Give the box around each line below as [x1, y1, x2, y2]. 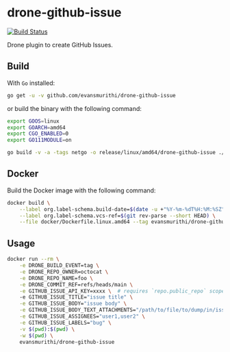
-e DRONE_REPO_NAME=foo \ [19, 275, 94, 281]
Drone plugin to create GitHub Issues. [7, 40, 113, 49]
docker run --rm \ [7, 255, 60, 263]
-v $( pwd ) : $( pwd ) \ [19, 325, 75, 333]
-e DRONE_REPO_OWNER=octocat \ [19, 268, 109, 275]
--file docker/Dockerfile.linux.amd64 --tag [19, 218, 149, 225]
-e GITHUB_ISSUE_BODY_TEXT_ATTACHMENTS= [19, 307, 136, 314]
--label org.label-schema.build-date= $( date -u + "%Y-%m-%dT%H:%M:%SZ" [19, 205, 225, 213]
